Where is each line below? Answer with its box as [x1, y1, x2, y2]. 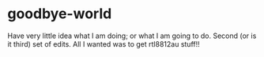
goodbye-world [7, 5, 112, 23]
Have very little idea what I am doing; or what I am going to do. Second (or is [7, 31, 257, 40]
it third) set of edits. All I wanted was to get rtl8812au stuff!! [7, 39, 200, 48]
